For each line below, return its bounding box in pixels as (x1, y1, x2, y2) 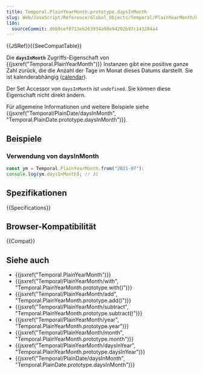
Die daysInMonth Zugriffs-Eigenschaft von (6, 54, 109, 61)
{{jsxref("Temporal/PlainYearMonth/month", (14, 329, 124, 336)
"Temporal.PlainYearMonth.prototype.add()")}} (14, 297, 132, 304)
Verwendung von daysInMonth (6, 152, 99, 160)
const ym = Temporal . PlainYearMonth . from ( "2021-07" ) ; (6, 165, 145, 171)
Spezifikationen (6, 188, 68, 198)
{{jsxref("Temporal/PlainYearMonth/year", (14, 316, 120, 324)
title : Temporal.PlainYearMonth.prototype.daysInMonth (6, 8, 147, 15)
